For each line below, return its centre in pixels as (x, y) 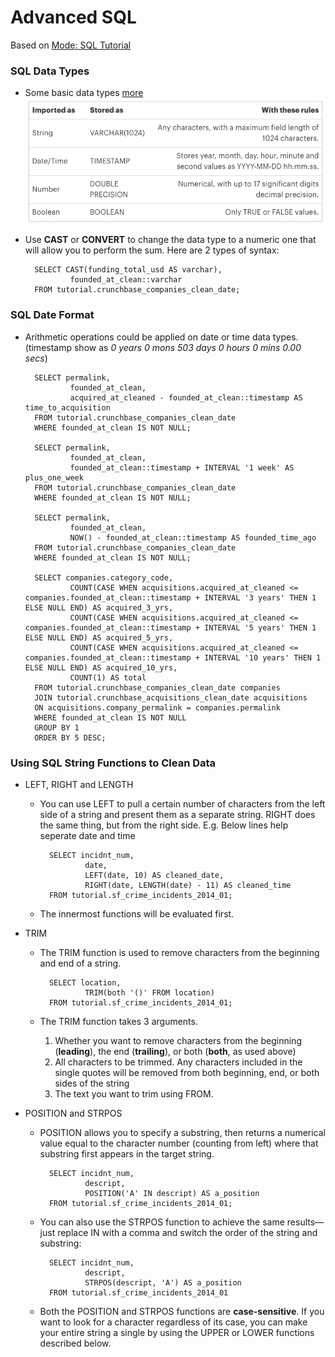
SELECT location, (85, 982)
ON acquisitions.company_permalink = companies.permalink (157, 707)
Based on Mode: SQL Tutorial (71, 45)
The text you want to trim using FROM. (134, 1093)
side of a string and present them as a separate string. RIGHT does (177, 814)
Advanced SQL (73, 17)
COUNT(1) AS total (108, 677)
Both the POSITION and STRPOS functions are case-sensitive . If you (182, 1311)
